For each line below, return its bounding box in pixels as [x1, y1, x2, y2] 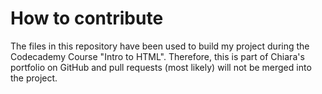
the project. [10, 72, 58, 84]
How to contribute [10, 7, 164, 30]
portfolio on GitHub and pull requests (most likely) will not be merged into [10, 61, 312, 73]
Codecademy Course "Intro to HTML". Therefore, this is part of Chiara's [10, 50, 305, 62]
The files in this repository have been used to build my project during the [10, 40, 310, 52]
